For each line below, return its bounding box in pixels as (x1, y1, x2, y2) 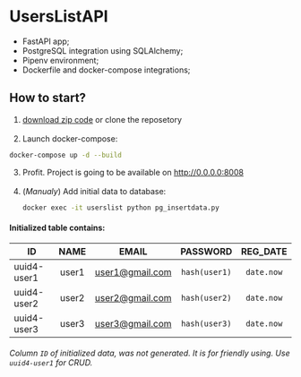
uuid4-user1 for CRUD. (9, 357, 93, 368)
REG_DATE (240, 244, 288, 257)
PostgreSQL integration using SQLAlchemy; (21, 45, 184, 56)
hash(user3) (180, 318, 232, 329)
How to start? (9, 90, 87, 106)
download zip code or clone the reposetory (21, 114, 182, 124)
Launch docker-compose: (21, 133, 118, 144)
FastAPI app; (21, 36, 70, 47)
